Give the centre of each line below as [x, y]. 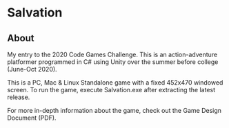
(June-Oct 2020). [32, 69]
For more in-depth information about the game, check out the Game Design [114, 110]
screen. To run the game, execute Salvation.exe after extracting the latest [111, 90]
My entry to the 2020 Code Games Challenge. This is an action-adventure [112, 54]
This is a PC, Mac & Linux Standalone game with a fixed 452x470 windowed [115, 83]
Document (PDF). [32, 118]
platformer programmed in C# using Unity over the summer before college [113, 62]
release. [19, 97]
